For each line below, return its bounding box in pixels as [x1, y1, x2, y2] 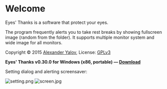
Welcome [5, 3, 45, 14]
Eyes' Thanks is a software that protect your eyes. [5, 19, 108, 25]
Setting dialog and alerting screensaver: [5, 68, 87, 75]
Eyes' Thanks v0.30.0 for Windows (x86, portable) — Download [5, 59, 141, 65]
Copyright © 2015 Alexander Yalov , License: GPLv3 [5, 49, 111, 55]
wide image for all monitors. [5, 39, 62, 45]
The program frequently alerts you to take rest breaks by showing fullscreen [5, 29, 162, 35]
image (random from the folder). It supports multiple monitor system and [5, 34, 154, 40]
